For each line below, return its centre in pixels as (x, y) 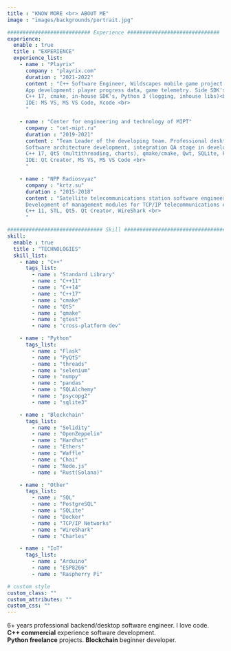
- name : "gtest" (56, 320)
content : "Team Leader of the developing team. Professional (116, 141)
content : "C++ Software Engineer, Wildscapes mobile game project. (125, 83)
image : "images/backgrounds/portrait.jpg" (70, 20)
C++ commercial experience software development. (81, 633)
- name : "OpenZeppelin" (67, 434)
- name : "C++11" (56, 281)
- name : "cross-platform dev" (77, 326)
